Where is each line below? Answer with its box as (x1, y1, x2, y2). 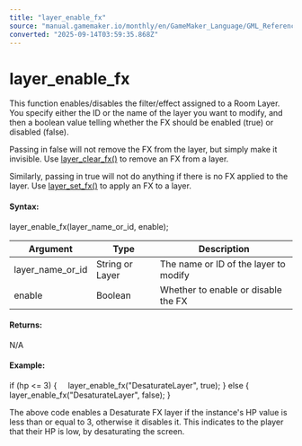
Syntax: (9, 201, 40, 212)
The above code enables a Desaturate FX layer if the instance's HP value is (9, 407, 288, 417)
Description (198, 242, 250, 255)
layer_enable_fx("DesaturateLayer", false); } (9, 389, 171, 400)
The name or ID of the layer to (160, 258, 286, 270)
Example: (9, 360, 46, 371)
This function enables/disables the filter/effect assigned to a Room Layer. (9, 98, 280, 109)
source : (9, 22, 39, 31)
